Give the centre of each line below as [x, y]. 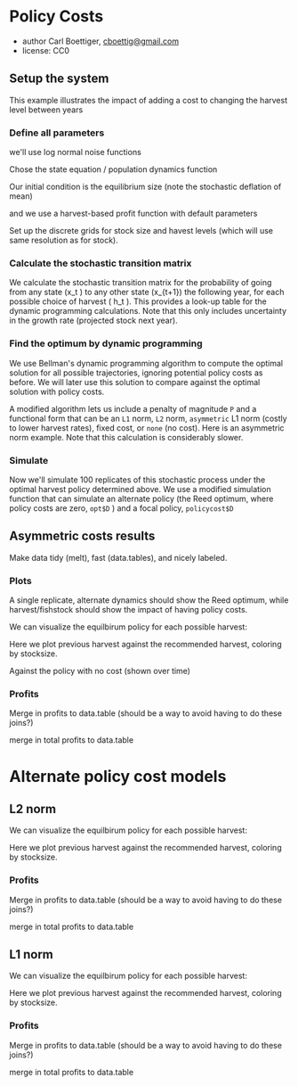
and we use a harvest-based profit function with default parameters [133, 214]
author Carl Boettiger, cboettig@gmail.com [101, 41]
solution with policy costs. [57, 391]
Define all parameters [57, 133]
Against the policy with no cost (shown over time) [100, 671]
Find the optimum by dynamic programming [106, 343]
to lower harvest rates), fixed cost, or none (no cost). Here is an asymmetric [147, 428]
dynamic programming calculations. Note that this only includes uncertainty [148, 311]
